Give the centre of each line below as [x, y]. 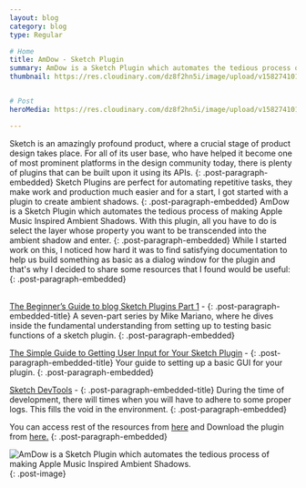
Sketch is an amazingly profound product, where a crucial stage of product [150, 143]
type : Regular [36, 35]
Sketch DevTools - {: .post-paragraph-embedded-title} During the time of [147, 390]
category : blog [38, 26]
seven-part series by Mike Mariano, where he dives [177, 316]
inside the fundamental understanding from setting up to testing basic [140, 325]
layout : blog [34, 18]
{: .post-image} [38, 473]
